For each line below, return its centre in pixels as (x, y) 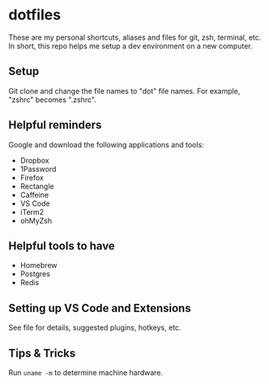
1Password (38, 169)
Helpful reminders (55, 125)
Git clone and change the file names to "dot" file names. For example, (124, 91)
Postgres (35, 274)
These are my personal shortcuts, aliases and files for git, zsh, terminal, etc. (135, 37)
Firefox (32, 177)
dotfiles (35, 15)
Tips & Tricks (42, 353)
